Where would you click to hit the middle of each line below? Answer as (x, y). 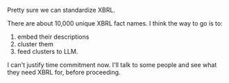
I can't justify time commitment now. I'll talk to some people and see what (112, 65)
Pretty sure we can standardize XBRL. (61, 10)
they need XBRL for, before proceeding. (64, 72)
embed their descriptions (53, 37)
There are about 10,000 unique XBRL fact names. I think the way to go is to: (115, 23)
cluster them (35, 44)
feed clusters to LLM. (48, 52)
